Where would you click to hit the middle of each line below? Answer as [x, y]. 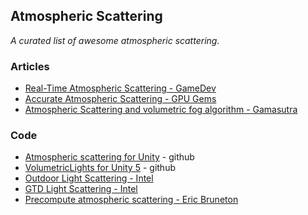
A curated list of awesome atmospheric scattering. [115, 40]
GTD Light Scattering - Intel [81, 189]
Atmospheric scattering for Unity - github [109, 157]
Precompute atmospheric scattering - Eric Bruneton [131, 200]
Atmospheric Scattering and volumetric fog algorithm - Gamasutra [161, 110]
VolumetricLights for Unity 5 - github [100, 168]
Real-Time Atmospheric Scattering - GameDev [120, 88]
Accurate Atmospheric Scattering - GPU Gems [120, 99]
